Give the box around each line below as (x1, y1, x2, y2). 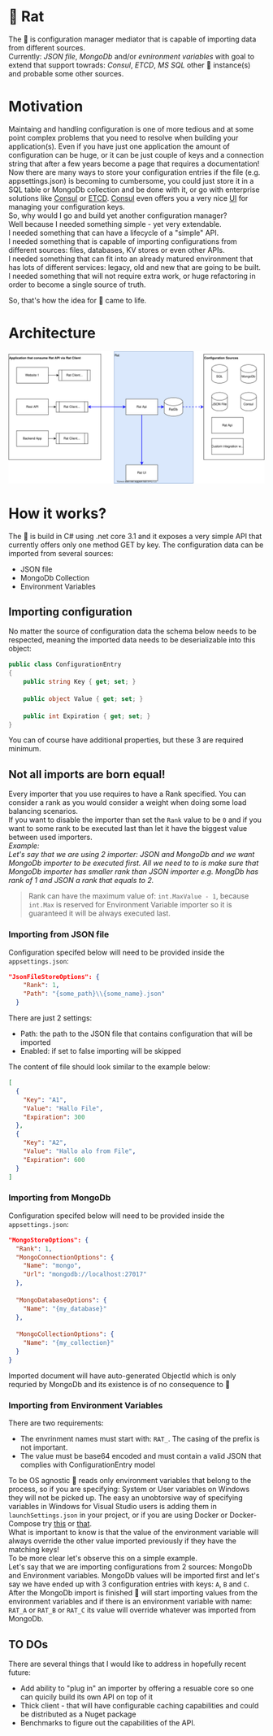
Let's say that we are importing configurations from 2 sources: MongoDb (8, 1562, 253, 1572)
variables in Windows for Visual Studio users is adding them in (8, 1502, 217, 1512)
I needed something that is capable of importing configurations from (8, 236, 237, 246)
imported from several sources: (8, 548, 114, 558)
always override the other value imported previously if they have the (8, 1536, 237, 1546)
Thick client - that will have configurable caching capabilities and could (19, 1701, 259, 1711)
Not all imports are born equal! (8, 768, 166, 781)
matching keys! (8, 1545, 59, 1555)
